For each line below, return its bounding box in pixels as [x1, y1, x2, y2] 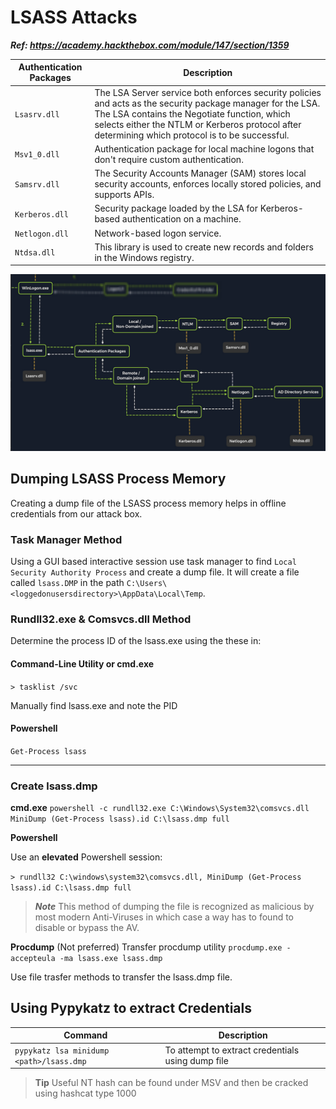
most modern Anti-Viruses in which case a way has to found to [34, 911, 295, 923]
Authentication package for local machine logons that [94, 142, 315, 155]
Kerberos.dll [14, 209, 69, 220]
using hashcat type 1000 [34, 1087, 137, 1100]
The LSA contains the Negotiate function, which [94, 107, 291, 120]
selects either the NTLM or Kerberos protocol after [94, 118, 302, 130]
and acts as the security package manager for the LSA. [94, 97, 321, 109]
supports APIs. [94, 189, 155, 201]
